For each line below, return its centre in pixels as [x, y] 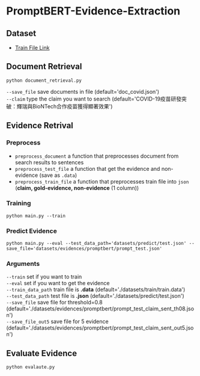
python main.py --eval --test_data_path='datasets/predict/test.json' [96, 244]
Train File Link [32, 48]
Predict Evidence [32, 231]
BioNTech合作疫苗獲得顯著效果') [72, 106]
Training [19, 203]
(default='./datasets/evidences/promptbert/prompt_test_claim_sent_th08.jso [100, 309]
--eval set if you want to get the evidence [58, 283]
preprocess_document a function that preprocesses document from [97, 156]
